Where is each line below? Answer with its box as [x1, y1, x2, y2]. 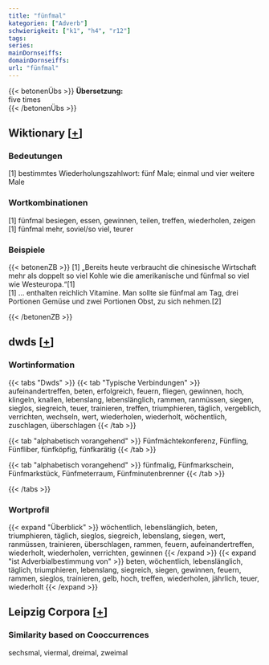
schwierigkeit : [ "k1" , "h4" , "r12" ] [8, 27, 131, 35]
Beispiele [8, 244, 46, 255]
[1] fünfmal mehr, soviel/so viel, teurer [8, 224, 134, 234]
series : [8, 42, 35, 50]
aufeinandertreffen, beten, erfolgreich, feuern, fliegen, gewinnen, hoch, [8, 386, 245, 396]
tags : [8, 34, 26, 43]
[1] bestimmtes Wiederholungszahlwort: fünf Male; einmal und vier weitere [8, 169, 255, 178]
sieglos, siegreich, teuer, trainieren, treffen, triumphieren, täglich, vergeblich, [8, 403, 262, 413]
